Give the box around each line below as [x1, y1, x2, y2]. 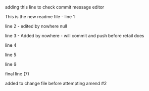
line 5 [5, 52, 16, 58]
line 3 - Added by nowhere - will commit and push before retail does [5, 33, 145, 38]
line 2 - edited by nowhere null [5, 23, 68, 29]
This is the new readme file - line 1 [5, 14, 75, 19]
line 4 [5, 42, 17, 48]
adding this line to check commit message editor [5, 4, 104, 10]
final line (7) [5, 71, 30, 77]
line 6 [5, 61, 16, 67]
